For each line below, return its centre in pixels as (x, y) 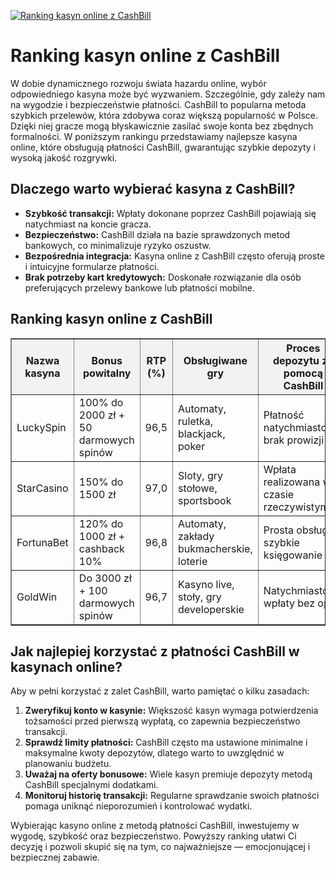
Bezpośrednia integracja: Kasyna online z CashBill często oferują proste (174, 256)
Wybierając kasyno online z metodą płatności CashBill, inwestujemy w (155, 826)
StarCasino (42, 488)
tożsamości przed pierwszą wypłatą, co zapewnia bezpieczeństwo (162, 721)
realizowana (292, 482)
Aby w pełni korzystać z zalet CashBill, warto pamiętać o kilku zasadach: (160, 691)
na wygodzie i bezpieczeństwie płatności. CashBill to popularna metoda (158, 104)
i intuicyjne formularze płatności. (92, 266)
